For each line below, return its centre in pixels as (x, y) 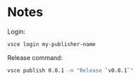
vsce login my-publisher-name (52, 44)
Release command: (35, 57)
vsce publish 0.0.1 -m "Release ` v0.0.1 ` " (70, 71)
